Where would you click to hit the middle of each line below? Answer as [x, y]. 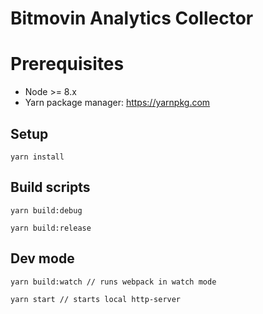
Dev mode [42, 258]
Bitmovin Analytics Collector [132, 18]
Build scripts [50, 187]
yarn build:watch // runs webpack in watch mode [113, 282]
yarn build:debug [46, 210]
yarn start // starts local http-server [96, 299]
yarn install [37, 157]
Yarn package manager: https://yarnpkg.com [117, 103]
